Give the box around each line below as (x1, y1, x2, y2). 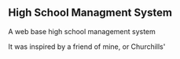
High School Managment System (8, 6, 173, 19)
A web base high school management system (8, 26, 156, 36)
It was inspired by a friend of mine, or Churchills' (8, 42, 166, 51)
